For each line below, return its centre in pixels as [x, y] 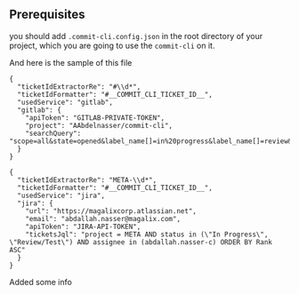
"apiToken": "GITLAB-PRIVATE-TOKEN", [95, 118]
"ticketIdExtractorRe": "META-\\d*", [87, 180]
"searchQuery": [53, 133]
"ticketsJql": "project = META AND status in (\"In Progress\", [147, 234]
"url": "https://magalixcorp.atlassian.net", [111, 211]
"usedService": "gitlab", [65, 102]
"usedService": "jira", [61, 195]
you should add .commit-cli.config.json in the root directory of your [136, 36]
